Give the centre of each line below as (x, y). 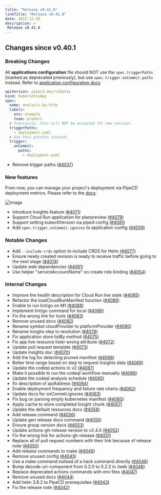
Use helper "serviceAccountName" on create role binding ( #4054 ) (79, 271)
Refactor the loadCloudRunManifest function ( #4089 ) (66, 300)
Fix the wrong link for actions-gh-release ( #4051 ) (61, 435)
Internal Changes (26, 284)
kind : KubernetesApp (26, 96)
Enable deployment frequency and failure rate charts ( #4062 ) (74, 388)
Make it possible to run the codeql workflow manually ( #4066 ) (75, 373)
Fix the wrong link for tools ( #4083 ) (48, 315)
